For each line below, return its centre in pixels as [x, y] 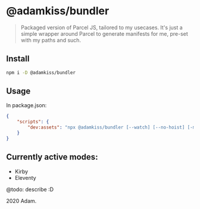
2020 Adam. [21, 201]
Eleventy [26, 177]
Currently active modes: [52, 157]
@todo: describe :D [30, 189]
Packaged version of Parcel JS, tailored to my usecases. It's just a [101, 27]
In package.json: [26, 105]
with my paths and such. [51, 40]
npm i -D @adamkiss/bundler [41, 73]
